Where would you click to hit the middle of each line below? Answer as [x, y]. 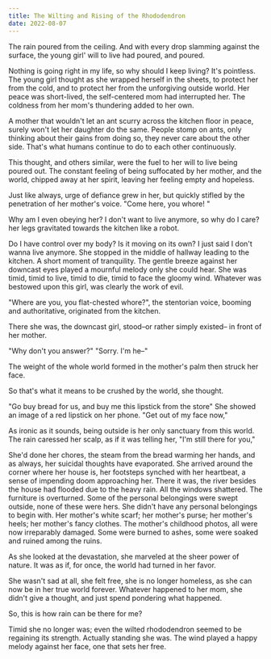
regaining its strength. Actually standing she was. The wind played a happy [133, 638]
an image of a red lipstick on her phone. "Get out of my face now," [118, 415]
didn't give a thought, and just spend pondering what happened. [115, 598]
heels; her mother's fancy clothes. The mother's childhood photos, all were [133, 523]
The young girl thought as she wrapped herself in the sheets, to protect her [133, 79]
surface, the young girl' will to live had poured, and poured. [107, 55]
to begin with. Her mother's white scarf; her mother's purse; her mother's [130, 515]
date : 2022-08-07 [38, 23]
